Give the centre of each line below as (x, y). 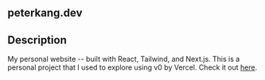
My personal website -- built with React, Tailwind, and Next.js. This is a (124, 59)
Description (37, 40)
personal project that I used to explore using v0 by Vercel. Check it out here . (132, 67)
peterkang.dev (45, 13)
